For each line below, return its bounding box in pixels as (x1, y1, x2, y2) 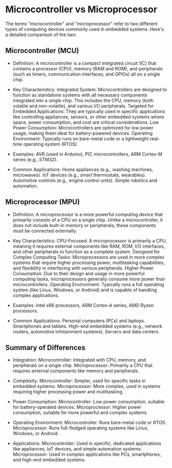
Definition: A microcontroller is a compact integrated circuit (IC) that (12, 60, 157, 66)
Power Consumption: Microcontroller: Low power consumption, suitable (12, 399, 165, 405)
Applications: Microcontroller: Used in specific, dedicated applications (12, 440, 162, 446)
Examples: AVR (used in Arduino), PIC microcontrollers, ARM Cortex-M (12, 151, 163, 157)
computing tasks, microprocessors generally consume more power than (12, 276, 165, 282)
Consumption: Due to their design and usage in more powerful (12, 270, 145, 276)
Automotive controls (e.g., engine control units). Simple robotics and (12, 177, 158, 183)
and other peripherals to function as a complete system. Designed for (12, 248, 160, 255)
